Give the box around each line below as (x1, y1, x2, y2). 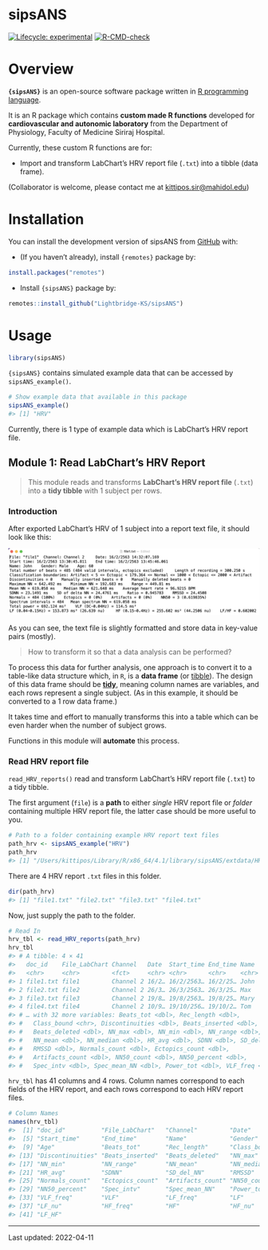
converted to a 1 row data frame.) (8, 696, 118, 706)
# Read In (8, 927, 41, 935)
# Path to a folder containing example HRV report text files (8, 831, 219, 839)
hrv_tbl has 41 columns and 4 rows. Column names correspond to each (8, 1076, 245, 1085)
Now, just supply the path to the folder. (8, 911, 136, 920)
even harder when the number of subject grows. (8, 720, 167, 730)
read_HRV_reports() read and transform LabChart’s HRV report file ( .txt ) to (8, 774, 255, 784)
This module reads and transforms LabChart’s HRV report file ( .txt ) (27, 477, 254, 486)
